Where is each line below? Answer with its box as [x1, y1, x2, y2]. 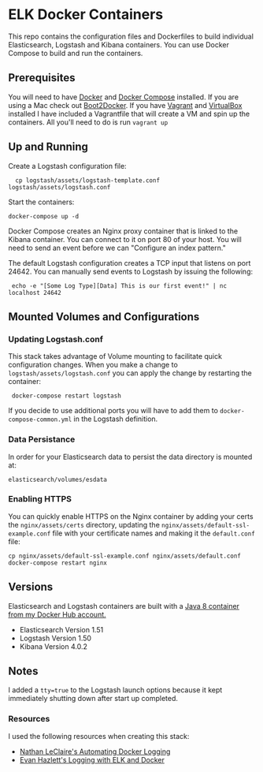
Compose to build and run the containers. [8, 48, 143, 58]
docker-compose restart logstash [11, 392, 122, 400]
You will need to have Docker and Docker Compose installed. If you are [8, 92, 239, 102]
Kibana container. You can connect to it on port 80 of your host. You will [8, 234, 242, 244]
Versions [8, 580, 54, 594]
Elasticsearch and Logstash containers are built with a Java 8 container [8, 601, 240, 610]
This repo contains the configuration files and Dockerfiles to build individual [8, 32, 254, 41]
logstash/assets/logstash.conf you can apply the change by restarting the [8, 368, 252, 378]
